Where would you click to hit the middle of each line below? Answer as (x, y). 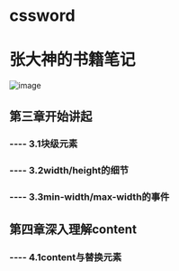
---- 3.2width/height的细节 (69, 171)
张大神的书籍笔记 (73, 60)
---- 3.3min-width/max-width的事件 (89, 197)
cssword (42, 16)
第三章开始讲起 (51, 116)
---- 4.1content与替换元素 (66, 257)
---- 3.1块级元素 (44, 144)
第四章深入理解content (73, 229)
